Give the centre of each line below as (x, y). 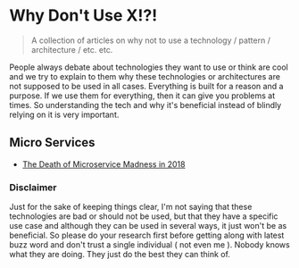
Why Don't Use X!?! (83, 16)
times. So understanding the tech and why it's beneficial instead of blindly (145, 105)
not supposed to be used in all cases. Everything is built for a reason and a (146, 86)
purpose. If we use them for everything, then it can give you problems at (142, 96)
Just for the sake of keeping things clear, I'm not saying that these (131, 207)
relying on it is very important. (64, 114)
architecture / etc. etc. (72, 49)
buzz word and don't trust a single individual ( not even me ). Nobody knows (149, 245)
